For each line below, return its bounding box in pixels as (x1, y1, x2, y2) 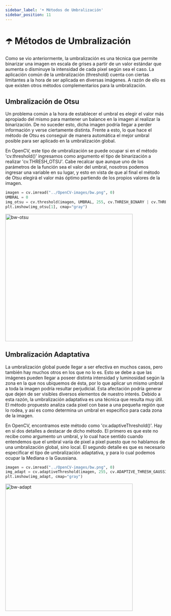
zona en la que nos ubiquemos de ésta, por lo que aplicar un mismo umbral (5, 380, 163, 386)
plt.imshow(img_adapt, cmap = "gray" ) (5, 474, 83, 479)
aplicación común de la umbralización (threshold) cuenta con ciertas (5, 72, 149, 78)
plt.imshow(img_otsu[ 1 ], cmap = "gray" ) (5, 204, 88, 209)
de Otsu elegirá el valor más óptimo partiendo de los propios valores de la (5, 175, 160, 181)
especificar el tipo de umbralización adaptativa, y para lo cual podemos (5, 449, 155, 456)
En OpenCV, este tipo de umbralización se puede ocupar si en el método (5, 148, 158, 154)
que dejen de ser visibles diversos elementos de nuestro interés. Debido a (5, 391, 161, 397)
